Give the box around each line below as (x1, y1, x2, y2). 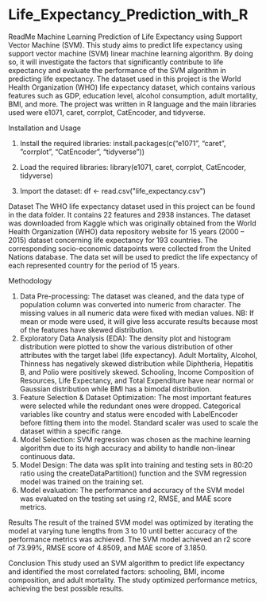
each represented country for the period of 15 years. (8, 260, 180, 270)
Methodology (8, 275, 52, 285)
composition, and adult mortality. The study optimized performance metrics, (8, 575, 258, 584)
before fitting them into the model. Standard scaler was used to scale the (19, 418, 259, 427)
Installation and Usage (8, 123, 82, 133)
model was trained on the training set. (19, 476, 145, 486)
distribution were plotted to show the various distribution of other (19, 341, 233, 351)
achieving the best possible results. (8, 584, 125, 593)
